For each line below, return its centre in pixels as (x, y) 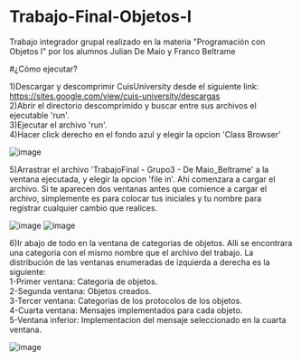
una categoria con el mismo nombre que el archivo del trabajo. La (132, 252)
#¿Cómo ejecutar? (44, 69)
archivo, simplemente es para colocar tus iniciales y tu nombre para (136, 198)
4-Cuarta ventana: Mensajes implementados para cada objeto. (126, 310)
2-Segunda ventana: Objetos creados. (80, 290)
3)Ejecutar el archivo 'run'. (58, 125)
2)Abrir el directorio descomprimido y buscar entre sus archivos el (133, 105)
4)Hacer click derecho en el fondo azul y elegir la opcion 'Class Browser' (146, 134)
